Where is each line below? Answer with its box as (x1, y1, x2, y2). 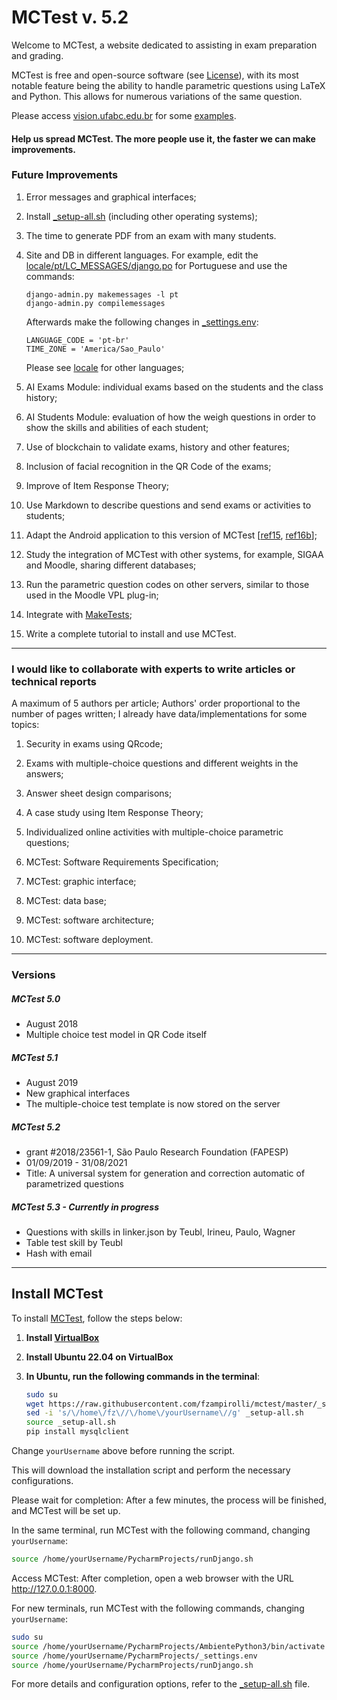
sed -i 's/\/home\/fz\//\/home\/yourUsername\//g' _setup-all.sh (25, 1408, 304, 1418)
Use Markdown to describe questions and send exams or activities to (25, 499, 312, 511)
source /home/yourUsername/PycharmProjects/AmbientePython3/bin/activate (11, 1641, 326, 1651)
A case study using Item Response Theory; (25, 807, 204, 819)
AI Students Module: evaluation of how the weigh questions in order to (25, 411, 316, 423)
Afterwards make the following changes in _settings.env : (25, 316, 259, 328)
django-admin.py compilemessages (25, 298, 166, 308)
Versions (11, 968, 56, 982)
